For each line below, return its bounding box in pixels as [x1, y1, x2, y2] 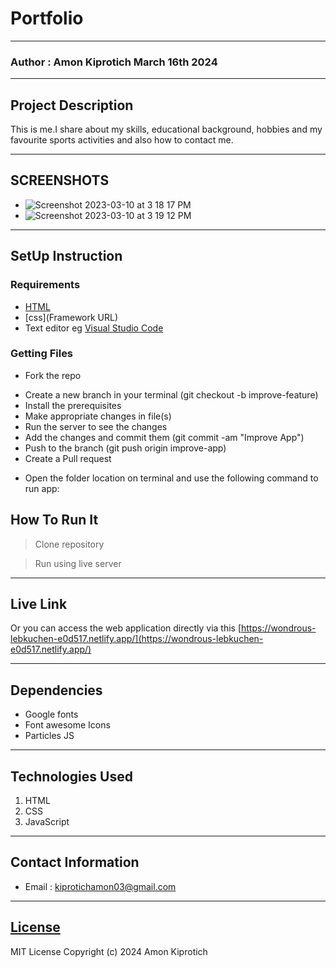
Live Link [10, 596, 68, 613]
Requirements [10, 278, 81, 292]
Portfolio [10, 7, 84, 30]
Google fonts [24, 708, 79, 721]
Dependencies [10, 682, 103, 699]
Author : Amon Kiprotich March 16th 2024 [10, 55, 218, 69]
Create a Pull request [24, 452, 112, 464]
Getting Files [10, 347, 74, 361]
